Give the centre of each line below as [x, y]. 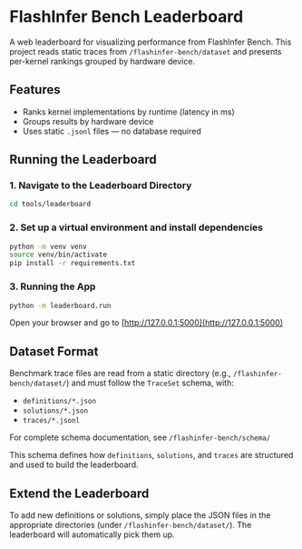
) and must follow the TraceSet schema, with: [150, 383]
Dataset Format [54, 351]
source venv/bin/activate [58, 255]
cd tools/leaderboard [50, 205]
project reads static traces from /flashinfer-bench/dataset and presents [146, 51]
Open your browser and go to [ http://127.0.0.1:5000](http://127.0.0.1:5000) [146, 323]
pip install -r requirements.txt [73, 264]
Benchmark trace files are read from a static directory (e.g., [120, 374]
